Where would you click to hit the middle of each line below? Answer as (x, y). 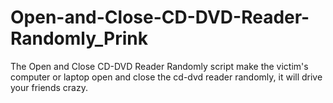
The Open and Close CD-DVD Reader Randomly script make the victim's (159, 66)
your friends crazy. (49, 87)
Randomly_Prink (79, 38)
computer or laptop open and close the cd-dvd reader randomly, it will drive (166, 77)
